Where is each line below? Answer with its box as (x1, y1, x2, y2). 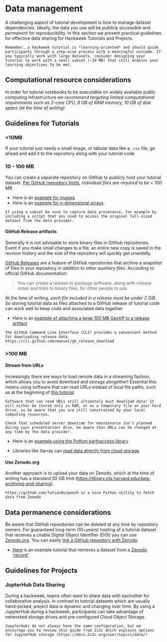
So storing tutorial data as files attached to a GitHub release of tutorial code (5, 300, 160, 306)
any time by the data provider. (5, 429, 72, 435)
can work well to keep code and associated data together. (5, 305, 124, 311)
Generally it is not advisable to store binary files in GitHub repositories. (5, 240, 150, 245)
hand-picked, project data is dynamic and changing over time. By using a (5, 603, 155, 609)
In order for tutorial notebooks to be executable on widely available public (5, 89, 156, 95)
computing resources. (5, 412, 50, 417)
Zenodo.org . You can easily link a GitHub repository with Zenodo (5, 537, 138, 543)
